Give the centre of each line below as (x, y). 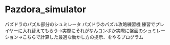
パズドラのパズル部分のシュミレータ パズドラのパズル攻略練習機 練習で (80, 24)
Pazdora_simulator (46, 9)
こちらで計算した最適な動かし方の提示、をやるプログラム (83, 37)
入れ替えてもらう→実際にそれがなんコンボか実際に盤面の (83, 30)
